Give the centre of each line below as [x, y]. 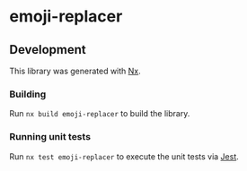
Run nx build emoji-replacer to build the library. [100, 114]
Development [48, 50]
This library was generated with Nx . [75, 71]
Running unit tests [50, 137]
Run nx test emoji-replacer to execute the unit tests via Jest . [124, 156]
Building [28, 94]
